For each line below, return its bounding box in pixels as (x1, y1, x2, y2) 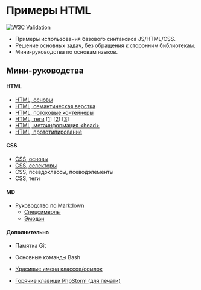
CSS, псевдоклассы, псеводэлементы (14, 168, 114, 175)
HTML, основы (14, 96, 53, 103)
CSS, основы (14, 155, 49, 163)
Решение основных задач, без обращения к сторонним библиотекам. (14, 42, 196, 49)
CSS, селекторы (14, 161, 57, 169)
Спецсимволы (24, 208, 62, 215)
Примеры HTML (6, 4, 91, 18)
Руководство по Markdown (14, 202, 85, 209)
